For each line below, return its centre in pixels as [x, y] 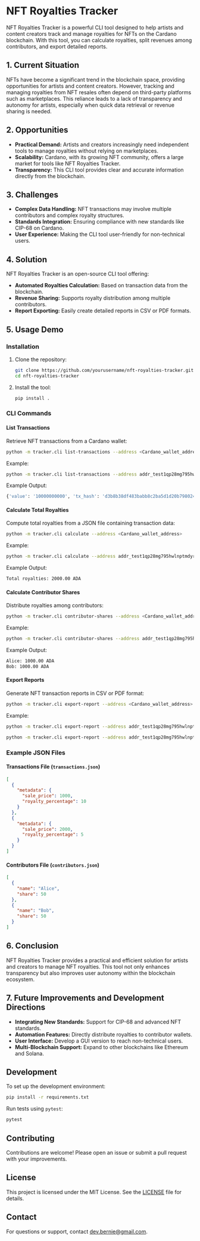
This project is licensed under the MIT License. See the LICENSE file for [94, 1192]
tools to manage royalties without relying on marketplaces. [87, 151]
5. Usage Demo [35, 329]
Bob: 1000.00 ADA [28, 666]
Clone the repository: [41, 359]
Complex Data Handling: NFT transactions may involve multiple [93, 209]
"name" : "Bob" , [36, 911]
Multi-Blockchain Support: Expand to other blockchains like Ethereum [101, 1047]
